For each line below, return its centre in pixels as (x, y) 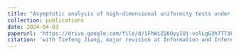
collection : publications (46, 20)
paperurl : (22, 33)
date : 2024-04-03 (33, 27)
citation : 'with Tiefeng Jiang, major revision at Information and (110, 40)
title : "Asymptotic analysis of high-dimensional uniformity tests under (119, 14)
